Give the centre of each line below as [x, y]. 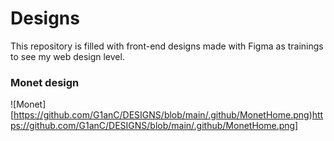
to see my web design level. [67, 56]
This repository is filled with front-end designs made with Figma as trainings [167, 46]
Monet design [45, 82]
